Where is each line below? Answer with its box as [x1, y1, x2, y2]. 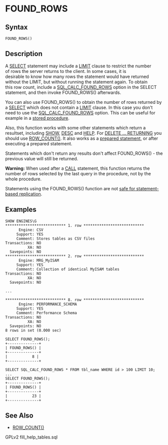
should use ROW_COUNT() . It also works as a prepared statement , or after [5, 135, 158, 141]
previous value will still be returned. [5, 155, 78, 161]
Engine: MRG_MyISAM [18, 258, 59, 263]
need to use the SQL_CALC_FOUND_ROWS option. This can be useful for [5, 109, 156, 115]
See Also [5, 412, 33, 420]
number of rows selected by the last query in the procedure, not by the [5, 170, 151, 176]
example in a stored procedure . [5, 115, 70, 121]
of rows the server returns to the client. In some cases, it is [5, 68, 126, 74]
